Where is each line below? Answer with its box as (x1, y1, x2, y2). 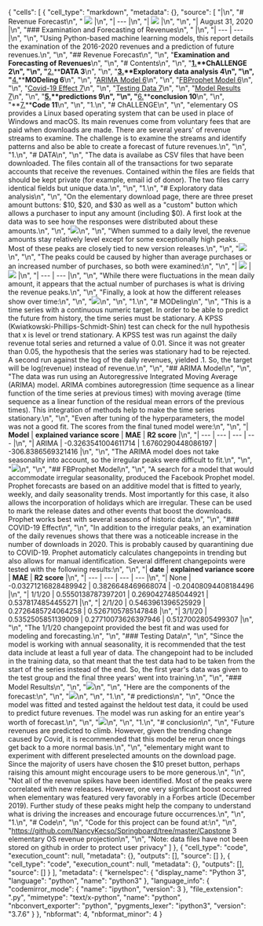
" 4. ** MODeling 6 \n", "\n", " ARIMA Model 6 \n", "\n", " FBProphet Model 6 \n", (8, 75, 254, 84)
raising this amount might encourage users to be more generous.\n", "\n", (8, 767, 246, 777)
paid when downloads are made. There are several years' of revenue (8, 126, 232, 134)
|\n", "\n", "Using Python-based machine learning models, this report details (8, 34, 254, 42)
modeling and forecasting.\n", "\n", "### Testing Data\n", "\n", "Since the (8, 632, 244, 640)
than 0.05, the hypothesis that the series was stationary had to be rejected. (8, 347, 251, 356)
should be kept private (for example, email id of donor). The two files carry (8, 175, 250, 184)
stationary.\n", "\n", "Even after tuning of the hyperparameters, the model (8, 414, 245, 423)
